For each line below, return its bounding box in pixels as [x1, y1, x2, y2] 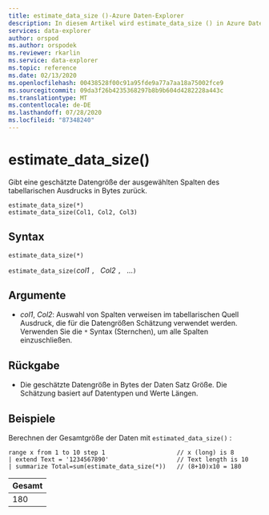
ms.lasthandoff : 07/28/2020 [8, 109, 102, 117]
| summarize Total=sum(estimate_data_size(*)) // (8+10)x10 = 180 [8, 463, 242, 471]
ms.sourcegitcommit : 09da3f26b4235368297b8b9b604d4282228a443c [8, 86, 224, 95]
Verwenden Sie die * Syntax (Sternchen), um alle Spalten [19, 326, 209, 337]
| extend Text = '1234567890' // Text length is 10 [8, 456, 249, 464]
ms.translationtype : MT [8, 94, 88, 102]
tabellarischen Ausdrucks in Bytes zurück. [8, 185, 148, 195]
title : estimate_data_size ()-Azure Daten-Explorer [8, 11, 184, 20]
